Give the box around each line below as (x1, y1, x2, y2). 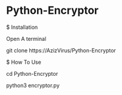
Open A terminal (6, 35, 47, 42)
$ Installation (6, 23, 38, 31)
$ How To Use (6, 58, 42, 66)
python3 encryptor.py (6, 82, 60, 89)
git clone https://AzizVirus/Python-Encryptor (6, 46, 117, 54)
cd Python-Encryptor (6, 70, 59, 77)
